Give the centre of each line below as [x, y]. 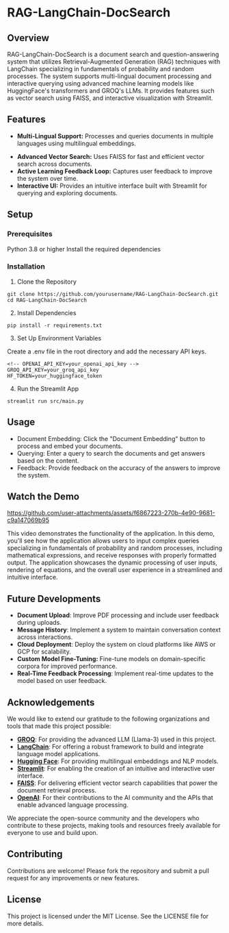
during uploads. [39, 623]
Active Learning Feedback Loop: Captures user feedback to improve [115, 171]
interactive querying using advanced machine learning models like [100, 83]
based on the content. [48, 460]
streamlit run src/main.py [45, 401]
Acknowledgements [51, 702]
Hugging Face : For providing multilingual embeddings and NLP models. [118, 761]
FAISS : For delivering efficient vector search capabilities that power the [117, 783]
